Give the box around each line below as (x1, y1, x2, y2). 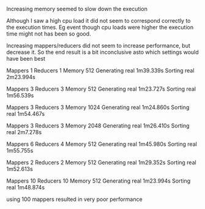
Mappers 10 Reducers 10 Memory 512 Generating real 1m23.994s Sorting (6, 177, 191, 184)
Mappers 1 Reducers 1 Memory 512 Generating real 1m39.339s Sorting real (6, 67, 195, 74)
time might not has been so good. (6, 30, 91, 37)
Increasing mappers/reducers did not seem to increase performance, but (6, 42, 191, 49)
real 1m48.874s (6, 184, 45, 191)
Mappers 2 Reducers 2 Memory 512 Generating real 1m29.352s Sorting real (6, 159, 197, 166)
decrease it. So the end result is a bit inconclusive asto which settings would (6, 48, 199, 56)
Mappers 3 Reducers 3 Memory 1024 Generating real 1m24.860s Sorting (6, 104, 190, 111)
